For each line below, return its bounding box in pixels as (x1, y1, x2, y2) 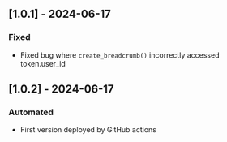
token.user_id (19, 58, 66, 68)
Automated (8, 106, 54, 118)
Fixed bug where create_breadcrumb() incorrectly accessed (19, 49, 220, 60)
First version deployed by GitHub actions (19, 125, 156, 135)
